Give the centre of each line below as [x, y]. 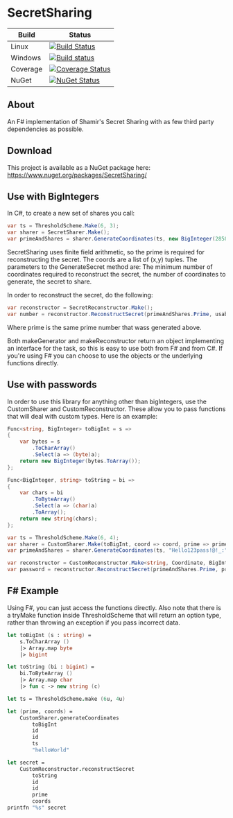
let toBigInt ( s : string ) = [49, 635]
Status [80, 35]
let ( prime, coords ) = [40, 711]
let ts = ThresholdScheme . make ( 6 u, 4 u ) [67, 699]
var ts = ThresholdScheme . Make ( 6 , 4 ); [63, 538]
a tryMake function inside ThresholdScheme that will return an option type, [114, 615]
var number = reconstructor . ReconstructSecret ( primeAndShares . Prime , [110, 314]
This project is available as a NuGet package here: [79, 167]
